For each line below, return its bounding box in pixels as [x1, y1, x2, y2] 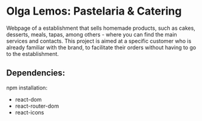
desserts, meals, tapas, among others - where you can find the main [6, 30, 177, 38]
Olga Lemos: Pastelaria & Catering [6, 4, 182, 18]
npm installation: [6, 84, 47, 91]
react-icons [15, 108, 44, 116]
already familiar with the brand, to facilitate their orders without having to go [6, 44, 197, 51]
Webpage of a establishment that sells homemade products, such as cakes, [6, 24, 196, 32]
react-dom [15, 95, 42, 103]
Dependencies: [6, 68, 66, 78]
